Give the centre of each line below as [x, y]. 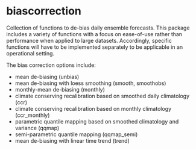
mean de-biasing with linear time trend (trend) [72, 140]
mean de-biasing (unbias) [47, 77]
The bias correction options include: [51, 65]
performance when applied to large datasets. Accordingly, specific [89, 40]
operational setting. [30, 53]
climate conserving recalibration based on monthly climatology [93, 108]
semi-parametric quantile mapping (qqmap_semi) [76, 134]
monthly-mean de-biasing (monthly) [60, 89]
